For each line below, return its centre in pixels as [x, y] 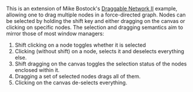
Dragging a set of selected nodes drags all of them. [77, 76]
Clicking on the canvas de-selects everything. [71, 83]
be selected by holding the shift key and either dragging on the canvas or [96, 21]
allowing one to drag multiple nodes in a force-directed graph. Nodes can [96, 15]
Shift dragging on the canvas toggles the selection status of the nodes [101, 64]
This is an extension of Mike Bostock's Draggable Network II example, [92, 9]
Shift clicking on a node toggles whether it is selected [80, 45]
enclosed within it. [37, 70]
